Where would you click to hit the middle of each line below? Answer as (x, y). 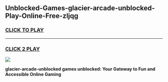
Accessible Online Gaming (33, 74)
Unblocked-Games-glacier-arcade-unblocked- (80, 8)
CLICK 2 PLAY (22, 49)
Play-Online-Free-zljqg (42, 16)
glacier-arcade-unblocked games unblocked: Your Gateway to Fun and (80, 69)
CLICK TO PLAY (24, 30)
